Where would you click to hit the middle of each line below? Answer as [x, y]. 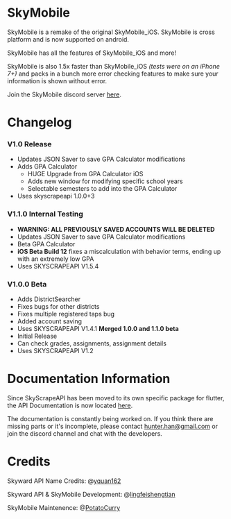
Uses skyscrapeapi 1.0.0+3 [56, 196]
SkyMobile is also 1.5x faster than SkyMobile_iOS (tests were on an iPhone [114, 66]
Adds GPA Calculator [47, 167]
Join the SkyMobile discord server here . [65, 94]
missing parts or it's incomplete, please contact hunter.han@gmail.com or [113, 426]
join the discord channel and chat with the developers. [85, 433]
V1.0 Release [29, 144]
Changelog [40, 122]
